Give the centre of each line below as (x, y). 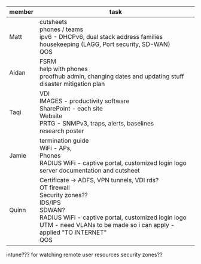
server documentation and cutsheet (89, 171)
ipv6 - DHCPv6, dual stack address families (101, 37)
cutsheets (53, 22)
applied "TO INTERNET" (73, 232)
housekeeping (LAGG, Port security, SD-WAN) (105, 44)
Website (51, 116)
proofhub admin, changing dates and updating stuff (112, 76)
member (22, 12)
